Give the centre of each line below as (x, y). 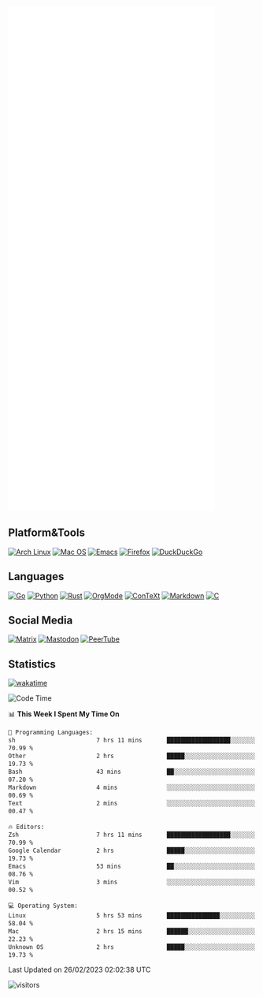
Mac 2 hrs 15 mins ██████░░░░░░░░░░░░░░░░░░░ (132, 932)
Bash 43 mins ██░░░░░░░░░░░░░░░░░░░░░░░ (132, 772)
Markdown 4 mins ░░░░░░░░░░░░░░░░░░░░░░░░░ (132, 788)
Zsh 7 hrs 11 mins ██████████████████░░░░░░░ (132, 835)
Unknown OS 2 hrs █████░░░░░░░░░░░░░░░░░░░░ (132, 947)
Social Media (41, 621)
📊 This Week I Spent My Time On (64, 714)
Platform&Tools (46, 533)
